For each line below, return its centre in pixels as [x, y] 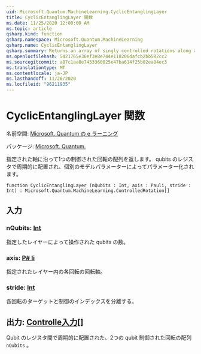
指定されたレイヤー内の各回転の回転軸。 [56, 271]
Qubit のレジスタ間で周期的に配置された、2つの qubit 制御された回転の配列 [99, 338]
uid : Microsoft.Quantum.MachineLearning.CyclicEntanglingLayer [87, 12]
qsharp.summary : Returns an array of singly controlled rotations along [99, 51]
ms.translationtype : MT [36, 67]
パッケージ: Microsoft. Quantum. [46, 146]
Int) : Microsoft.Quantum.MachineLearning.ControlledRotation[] [88, 190]
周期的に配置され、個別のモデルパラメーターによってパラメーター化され [105, 166]
